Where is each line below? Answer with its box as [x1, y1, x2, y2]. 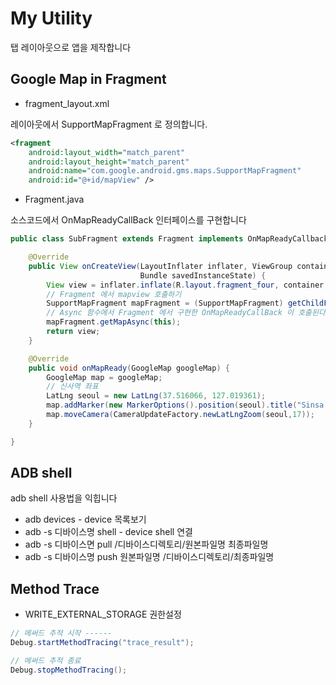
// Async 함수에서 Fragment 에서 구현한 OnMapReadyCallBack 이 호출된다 [46, 308, 326, 318]
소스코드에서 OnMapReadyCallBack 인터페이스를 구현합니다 [10, 214, 247, 226]
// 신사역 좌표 [46, 382, 99, 392]
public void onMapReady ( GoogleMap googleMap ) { [28, 363, 230, 373]
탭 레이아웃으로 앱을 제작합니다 [10, 41, 132, 53]
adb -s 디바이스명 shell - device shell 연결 [24, 526, 193, 538]
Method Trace [10, 580, 100, 597]
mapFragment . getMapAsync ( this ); [46, 317, 182, 327]
